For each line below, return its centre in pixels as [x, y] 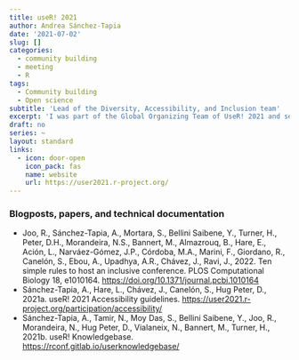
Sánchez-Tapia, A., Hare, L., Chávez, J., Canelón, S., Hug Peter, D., [144, 290]
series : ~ [28, 133]
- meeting [35, 68]
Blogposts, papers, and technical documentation [117, 214]
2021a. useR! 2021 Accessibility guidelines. [101, 300]
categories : [31, 51]
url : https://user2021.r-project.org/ [97, 183]
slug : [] [25, 42]
